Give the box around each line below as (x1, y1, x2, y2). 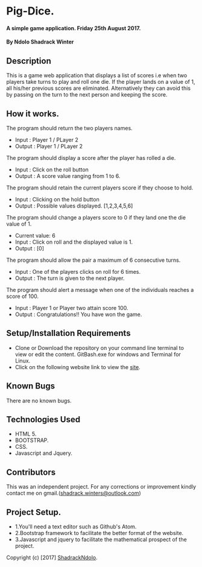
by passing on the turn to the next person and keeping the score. (6, 91, 168, 98)
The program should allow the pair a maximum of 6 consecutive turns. (6, 256, 181, 264)
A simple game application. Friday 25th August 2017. (6, 24, 141, 31)
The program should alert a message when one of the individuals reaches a (6, 287, 194, 293)
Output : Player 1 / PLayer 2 (14, 143, 83, 150)
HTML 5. (14, 430, 37, 438)
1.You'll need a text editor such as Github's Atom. (14, 523, 137, 530)
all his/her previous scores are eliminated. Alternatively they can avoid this (6, 84, 191, 92)
